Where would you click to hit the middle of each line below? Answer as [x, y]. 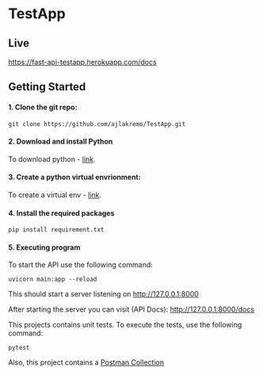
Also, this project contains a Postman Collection [86, 362]
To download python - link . [52, 159]
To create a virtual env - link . [55, 195]
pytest [19, 348]
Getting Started [47, 87]
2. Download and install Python [61, 142]
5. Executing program [44, 247]
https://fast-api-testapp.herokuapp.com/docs [82, 62]
